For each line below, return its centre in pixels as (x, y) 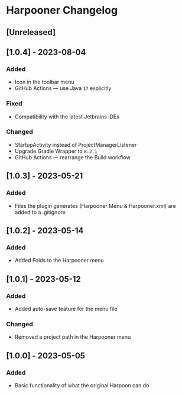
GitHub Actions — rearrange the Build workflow (73, 157)
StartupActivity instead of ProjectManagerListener (76, 144)
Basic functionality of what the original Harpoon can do (82, 385)
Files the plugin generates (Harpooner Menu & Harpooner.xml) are (95, 205)
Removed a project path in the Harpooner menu (73, 337)
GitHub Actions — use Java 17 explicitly (63, 88)
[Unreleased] (31, 32)
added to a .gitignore (40, 212)
